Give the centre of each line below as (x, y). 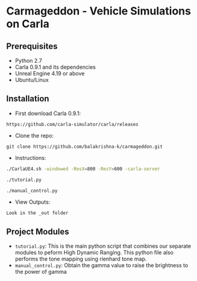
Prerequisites (32, 46)
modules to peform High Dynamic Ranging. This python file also (94, 253)
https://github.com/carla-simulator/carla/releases (72, 124)
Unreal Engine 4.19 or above (50, 73)
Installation (28, 99)
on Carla (28, 24)
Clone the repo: (34, 135)
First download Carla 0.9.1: (48, 113)
